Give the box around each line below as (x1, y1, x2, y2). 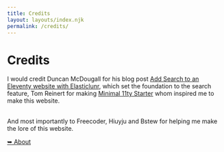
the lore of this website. (7, 125, 74, 133)
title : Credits (7, 10, 51, 17)
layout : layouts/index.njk (7, 16, 84, 23)
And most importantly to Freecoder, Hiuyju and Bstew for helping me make (7, 117, 218, 125)
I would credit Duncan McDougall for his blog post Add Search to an (7, 75, 199, 83)
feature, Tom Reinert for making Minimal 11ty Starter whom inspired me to (7, 90, 214, 98)
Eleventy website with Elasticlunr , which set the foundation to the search (7, 82, 212, 90)
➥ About (7, 138, 32, 146)
